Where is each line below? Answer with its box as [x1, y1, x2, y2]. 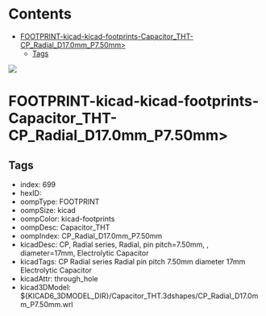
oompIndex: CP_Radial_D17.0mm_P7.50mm [19, 231, 163, 240]
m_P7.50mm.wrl [19, 299, 73, 309]
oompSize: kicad [19, 205, 77, 214]
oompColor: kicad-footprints [19, 214, 115, 223]
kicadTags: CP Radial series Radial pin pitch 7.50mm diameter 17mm [19, 256, 246, 266]
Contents [8, 5, 73, 23]
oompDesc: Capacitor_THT [19, 222, 110, 232]
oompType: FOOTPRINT [19, 197, 100, 206]
